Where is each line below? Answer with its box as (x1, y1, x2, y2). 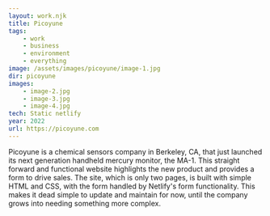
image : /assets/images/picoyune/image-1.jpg (8, 65, 161, 73)
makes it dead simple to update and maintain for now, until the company (8, 189, 248, 199)
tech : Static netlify (8, 110, 82, 118)
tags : (8, 27, 27, 35)
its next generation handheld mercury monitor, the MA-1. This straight (8, 155, 240, 165)
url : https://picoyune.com (8, 125, 99, 133)
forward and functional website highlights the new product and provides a (8, 163, 255, 174)
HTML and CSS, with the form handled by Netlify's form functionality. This (8, 181, 256, 191)
